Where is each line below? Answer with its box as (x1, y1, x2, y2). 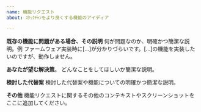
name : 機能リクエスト (6, 9, 55, 15)
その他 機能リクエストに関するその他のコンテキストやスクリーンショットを (6, 91, 195, 99)
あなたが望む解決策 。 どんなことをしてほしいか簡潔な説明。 (6, 65, 158, 73)
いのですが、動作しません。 (6, 52, 76, 60)
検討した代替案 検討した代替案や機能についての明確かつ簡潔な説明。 (6, 79, 179, 86)
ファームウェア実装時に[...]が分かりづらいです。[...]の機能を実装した (23, 45, 196, 52)
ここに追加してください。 (6, 99, 71, 107)
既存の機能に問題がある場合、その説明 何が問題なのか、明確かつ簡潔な (6, 37, 185, 44)
